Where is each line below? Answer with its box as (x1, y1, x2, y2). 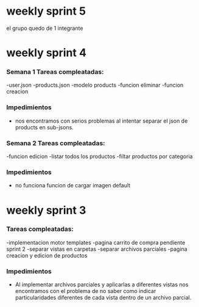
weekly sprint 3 (6, 203, 86, 217)
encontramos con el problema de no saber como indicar (15, 287, 156, 295)
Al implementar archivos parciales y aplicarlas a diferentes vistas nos (15, 281, 189, 288)
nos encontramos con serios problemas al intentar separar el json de (15, 117, 188, 125)
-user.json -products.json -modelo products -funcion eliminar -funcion (6, 81, 184, 89)
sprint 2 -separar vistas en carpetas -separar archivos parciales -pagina (6, 245, 187, 253)
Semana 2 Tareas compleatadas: (6, 139, 105, 147)
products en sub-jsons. (15, 123, 74, 131)
